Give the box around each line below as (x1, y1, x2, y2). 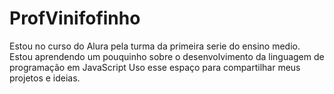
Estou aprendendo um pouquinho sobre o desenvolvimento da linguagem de (9, 50, 325, 62)
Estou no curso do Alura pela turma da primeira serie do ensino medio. (9, 40, 301, 52)
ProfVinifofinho (9, 7, 141, 30)
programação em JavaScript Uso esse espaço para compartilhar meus (9, 61, 301, 73)
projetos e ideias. (9, 72, 81, 84)
